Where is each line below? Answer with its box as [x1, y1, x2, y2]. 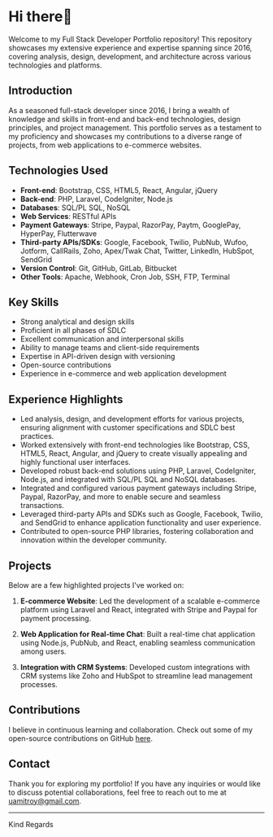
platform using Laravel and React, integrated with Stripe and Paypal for [19, 605, 258, 614]
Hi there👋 [8, 7, 73, 26]
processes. [19, 680, 58, 689]
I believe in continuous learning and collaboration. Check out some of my [8, 725, 253, 734]
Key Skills [8, 295, 59, 309]
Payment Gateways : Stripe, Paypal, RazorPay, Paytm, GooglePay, [19, 220, 241, 230]
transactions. [19, 501, 65, 511]
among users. [19, 646, 67, 656]
